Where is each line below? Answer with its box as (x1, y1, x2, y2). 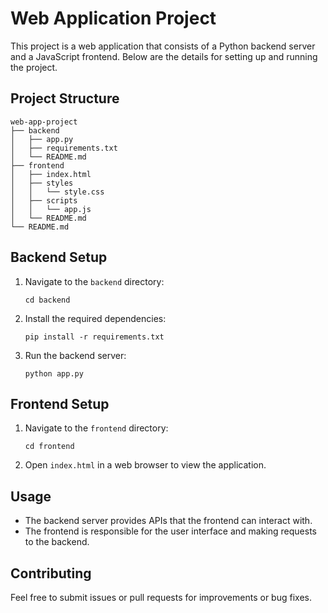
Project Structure (10, 90, 120, 107)
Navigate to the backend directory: (24, 275, 165, 287)
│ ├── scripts (10, 195, 78, 206)
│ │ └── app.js (10, 204, 92, 214)
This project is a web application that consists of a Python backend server (10, 40, 316, 52)
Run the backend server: (24, 349, 127, 361)
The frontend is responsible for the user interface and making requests (24, 525, 317, 537)
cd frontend (24, 442, 75, 452)
